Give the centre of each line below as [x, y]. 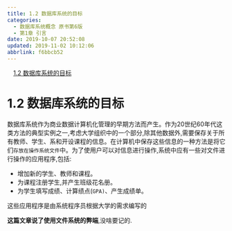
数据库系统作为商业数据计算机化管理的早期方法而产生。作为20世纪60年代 [112, 124]
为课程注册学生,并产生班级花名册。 [66, 182]
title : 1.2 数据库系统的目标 [45, 14]
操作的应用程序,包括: [42, 159]
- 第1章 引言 [30, 33]
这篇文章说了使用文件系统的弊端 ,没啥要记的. [70, 220]
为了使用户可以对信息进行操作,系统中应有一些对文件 [145, 150]
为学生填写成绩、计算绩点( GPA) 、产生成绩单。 [82, 191]
